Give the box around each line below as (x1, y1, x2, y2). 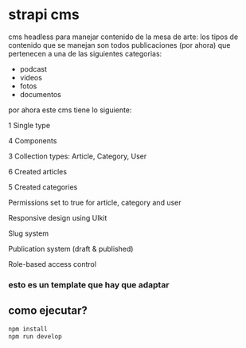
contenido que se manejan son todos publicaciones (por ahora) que (8, 40, 231, 49)
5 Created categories (8, 182, 78, 192)
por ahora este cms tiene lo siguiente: (8, 105, 132, 115)
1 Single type (8, 120, 50, 130)
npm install (8, 325, 48, 333)
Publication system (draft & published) (8, 244, 134, 253)
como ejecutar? (8, 304, 88, 318)
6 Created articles (8, 166, 68, 176)
